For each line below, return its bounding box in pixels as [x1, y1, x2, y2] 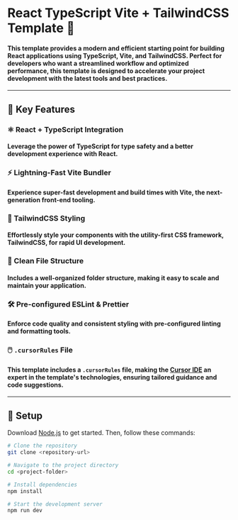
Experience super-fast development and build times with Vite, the [7, 188, 205, 197]
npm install [7, 487, 42, 494]
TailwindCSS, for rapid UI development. [7, 238, 126, 247]
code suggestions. [7, 380, 64, 389]
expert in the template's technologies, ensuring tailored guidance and [7, 372, 217, 381]
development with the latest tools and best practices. [7, 74, 168, 82]
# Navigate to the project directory [7, 462, 119, 469]
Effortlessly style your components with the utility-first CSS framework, [7, 231, 225, 239]
